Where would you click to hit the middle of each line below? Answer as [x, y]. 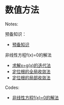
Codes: [12, 87]
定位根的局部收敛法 [31, 78]
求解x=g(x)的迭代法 [31, 65]
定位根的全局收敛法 [31, 71]
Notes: [12, 24]
